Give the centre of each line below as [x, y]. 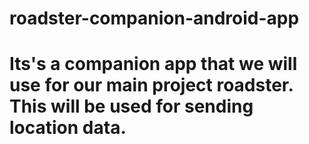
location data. [68, 128]
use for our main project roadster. [151, 85]
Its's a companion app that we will [153, 64]
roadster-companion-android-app [154, 18]
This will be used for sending [131, 106]
